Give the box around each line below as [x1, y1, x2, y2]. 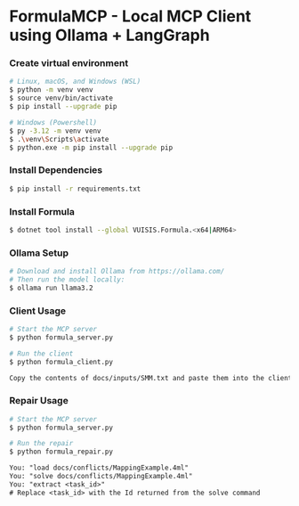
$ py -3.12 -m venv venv [9, 126, 101, 135]
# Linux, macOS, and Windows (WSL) [9, 78, 141, 86]
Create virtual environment [9, 57, 129, 69]
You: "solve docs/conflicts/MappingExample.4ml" [9, 472, 193, 481]
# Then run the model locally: [9, 275, 125, 284]
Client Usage [9, 305, 67, 317]
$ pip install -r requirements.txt [9, 184, 141, 193]
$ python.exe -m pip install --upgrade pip [9, 143, 174, 152]
